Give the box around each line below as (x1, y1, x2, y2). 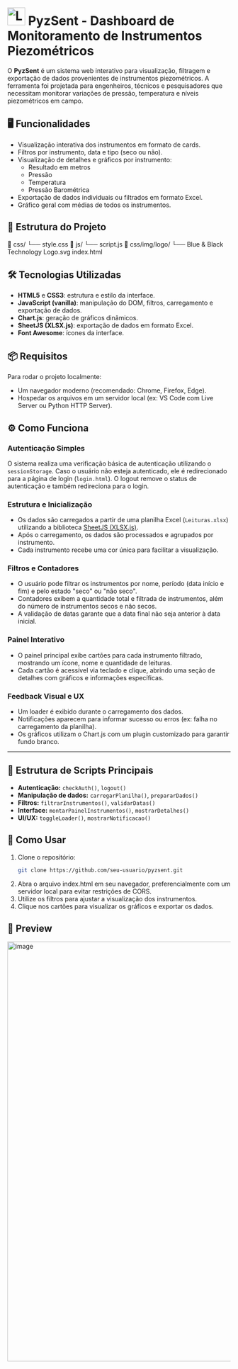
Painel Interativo (7, 635, 65, 645)
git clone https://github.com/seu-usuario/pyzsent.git (17, 867, 183, 874)
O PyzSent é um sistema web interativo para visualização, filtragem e (7, 66, 211, 74)
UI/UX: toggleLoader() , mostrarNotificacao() (17, 813, 152, 822)
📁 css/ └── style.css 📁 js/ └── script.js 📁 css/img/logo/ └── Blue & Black (7, 240, 224, 248)
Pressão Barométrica (28, 185, 90, 194)
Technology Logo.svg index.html (7, 247, 103, 256)
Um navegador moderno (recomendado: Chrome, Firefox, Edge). (17, 386, 207, 395)
